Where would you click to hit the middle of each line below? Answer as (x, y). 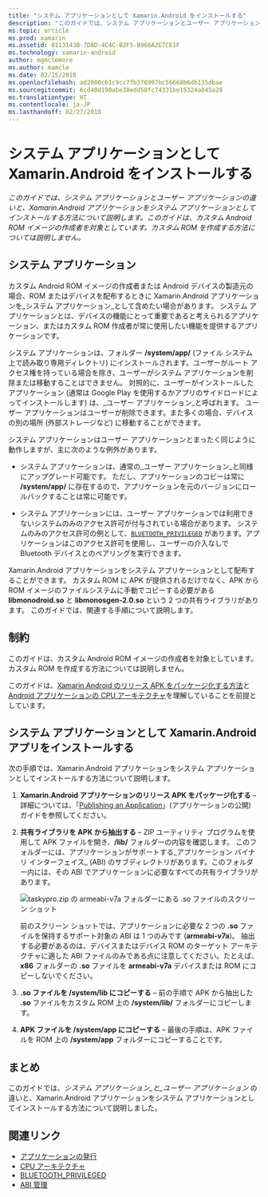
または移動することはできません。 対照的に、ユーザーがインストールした (134, 382)
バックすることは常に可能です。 (79, 496)
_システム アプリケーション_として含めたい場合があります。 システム (135, 306)
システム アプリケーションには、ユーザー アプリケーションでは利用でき (137, 513)
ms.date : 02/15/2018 (43, 75)
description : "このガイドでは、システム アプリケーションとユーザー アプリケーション (134, 23)
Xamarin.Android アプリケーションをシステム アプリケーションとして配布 (128, 570)
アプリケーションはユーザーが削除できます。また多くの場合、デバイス (138, 413)
